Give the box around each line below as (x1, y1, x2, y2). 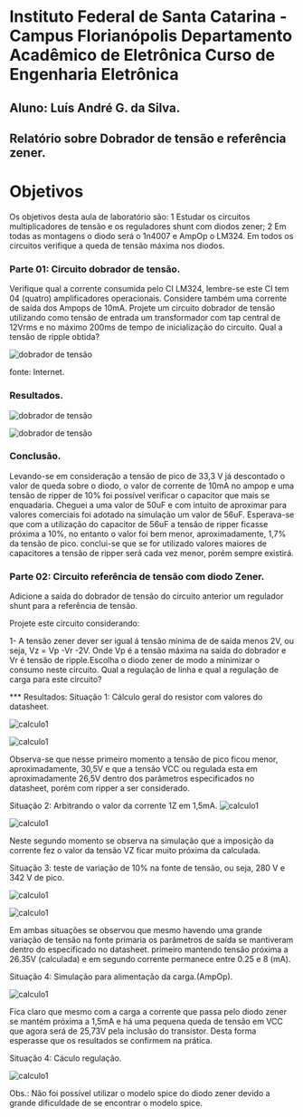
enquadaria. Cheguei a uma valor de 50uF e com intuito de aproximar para (9, 499, 287, 510)
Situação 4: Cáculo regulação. (9, 1053, 122, 1064)
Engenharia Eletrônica (9, 64, 179, 85)
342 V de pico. (9, 872, 65, 883)
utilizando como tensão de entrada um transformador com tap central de (9, 313, 281, 323)
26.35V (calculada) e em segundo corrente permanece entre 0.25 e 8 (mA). (9, 954, 291, 965)
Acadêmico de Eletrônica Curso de (9, 45, 276, 65)
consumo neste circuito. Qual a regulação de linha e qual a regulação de (9, 664, 279, 676)
